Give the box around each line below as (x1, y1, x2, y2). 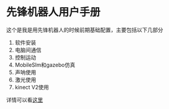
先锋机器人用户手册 (6, 5, 101, 19)
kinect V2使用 (14, 83, 50, 91)
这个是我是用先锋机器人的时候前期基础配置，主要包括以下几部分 (6, 26, 163, 33)
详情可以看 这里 (6, 96, 43, 103)
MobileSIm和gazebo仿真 (14, 61, 76, 68)
